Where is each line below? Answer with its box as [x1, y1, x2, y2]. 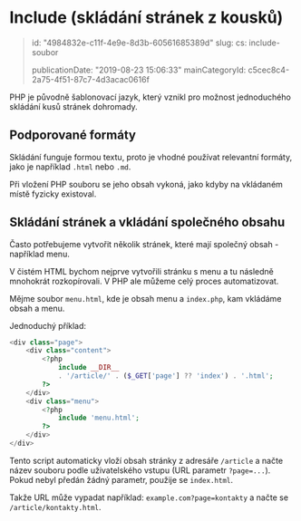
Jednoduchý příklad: [9, 320, 87, 331]
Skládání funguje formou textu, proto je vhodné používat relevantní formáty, [9, 151, 293, 162]
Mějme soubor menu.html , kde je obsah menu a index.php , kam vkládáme [9, 293, 282, 304]
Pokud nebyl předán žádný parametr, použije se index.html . [9, 474, 234, 485]
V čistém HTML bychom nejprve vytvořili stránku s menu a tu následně [9, 265, 274, 276]
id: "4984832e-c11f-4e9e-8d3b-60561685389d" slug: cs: [31, 37, 248, 48]
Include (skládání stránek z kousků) [9, 7, 284, 28]
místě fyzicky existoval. [9, 188, 97, 199]
